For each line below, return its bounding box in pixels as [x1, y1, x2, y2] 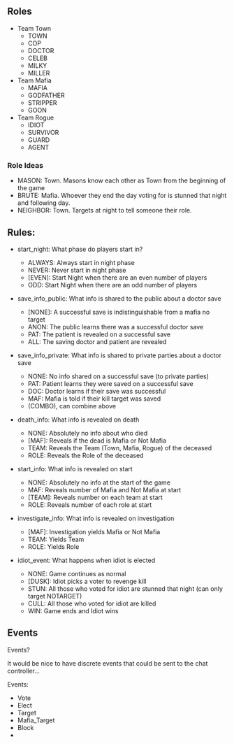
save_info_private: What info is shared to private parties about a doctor [17, 351, 222, 359]
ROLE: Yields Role [27, 542, 80, 551]
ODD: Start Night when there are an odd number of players [27, 280, 198, 289]
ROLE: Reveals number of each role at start [27, 500, 152, 509]
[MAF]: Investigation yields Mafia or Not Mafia [27, 527, 161, 536]
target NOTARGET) [27, 592, 82, 600]
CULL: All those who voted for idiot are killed [27, 599, 156, 608]
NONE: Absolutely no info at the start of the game [27, 478, 171, 487]
